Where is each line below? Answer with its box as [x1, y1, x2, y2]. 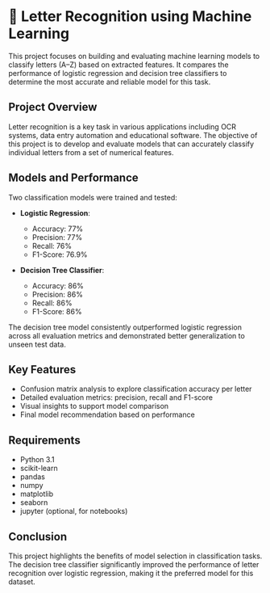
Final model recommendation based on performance [19, 410, 195, 419]
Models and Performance [8, 171, 139, 185]
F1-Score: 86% [31, 306, 82, 316]
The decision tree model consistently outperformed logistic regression [8, 322, 243, 332]
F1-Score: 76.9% [31, 250, 88, 259]
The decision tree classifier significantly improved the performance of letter [8, 560, 260, 569]
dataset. [8, 577, 36, 587]
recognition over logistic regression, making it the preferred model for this [8, 569, 254, 578]
